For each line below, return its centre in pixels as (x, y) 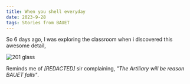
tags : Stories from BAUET (38, 22)
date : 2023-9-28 (26, 17)
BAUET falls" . (23, 75)
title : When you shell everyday (46, 12)
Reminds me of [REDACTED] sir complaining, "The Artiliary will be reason (95, 69)
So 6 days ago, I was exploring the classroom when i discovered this (89, 40)
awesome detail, (26, 46)
